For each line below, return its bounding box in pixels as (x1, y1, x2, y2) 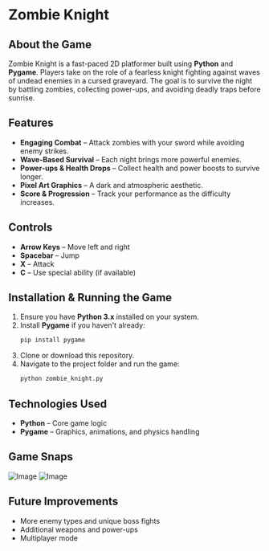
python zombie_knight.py (19, 375, 104, 383)
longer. (19, 171, 44, 182)
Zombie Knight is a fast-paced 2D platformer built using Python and (8, 59, 234, 68)
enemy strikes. (19, 146, 69, 156)
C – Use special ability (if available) (19, 267, 137, 277)
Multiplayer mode (19, 533, 79, 543)
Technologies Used (8, 397, 107, 410)
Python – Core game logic (19, 418, 107, 427)
